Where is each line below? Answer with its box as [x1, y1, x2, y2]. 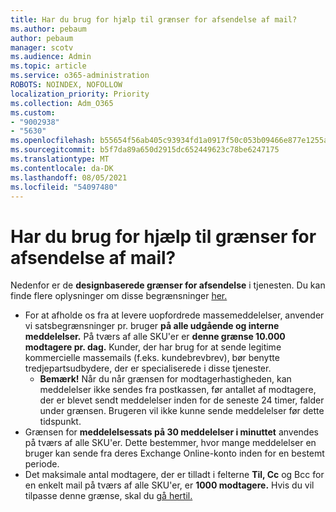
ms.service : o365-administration [10, 71, 150, 81]
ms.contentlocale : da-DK [10, 163, 114, 173]
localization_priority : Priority [10, 89, 150, 99]
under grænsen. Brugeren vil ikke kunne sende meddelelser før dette [39, 405, 325, 417]
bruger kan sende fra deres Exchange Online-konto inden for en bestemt [24, 447, 325, 460]
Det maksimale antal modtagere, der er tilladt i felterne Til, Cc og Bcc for [24, 469, 325, 481]
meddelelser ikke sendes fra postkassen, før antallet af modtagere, [39, 384, 317, 396]
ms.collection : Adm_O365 [10, 98, 114, 108]
